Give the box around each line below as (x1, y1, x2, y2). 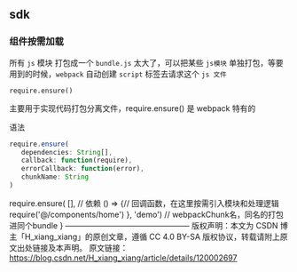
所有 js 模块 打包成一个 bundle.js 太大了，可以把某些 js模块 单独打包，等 (9, 57, 277, 68)
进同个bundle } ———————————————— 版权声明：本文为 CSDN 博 (9, 220, 288, 230)
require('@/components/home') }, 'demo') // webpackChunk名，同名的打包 (9, 209, 284, 220)
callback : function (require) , (20, 156, 133, 165)
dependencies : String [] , (20, 148, 113, 156)
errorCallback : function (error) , (20, 164, 145, 173)
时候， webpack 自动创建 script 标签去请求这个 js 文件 (32, 68, 228, 79)
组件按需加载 (9, 36, 65, 48)
